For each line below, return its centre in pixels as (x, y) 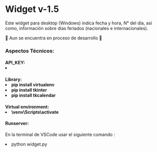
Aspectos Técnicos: (30, 51)
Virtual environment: (27, 107)
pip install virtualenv (33, 85)
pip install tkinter (29, 90)
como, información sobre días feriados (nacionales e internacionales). (77, 28)
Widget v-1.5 (32, 9)
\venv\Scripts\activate (35, 112)
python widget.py (29, 144)
